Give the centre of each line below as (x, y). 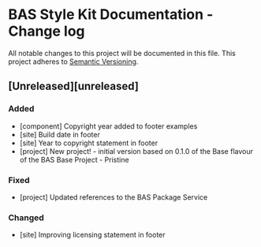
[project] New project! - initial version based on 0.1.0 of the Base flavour (136, 151)
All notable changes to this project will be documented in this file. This (122, 53)
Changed (26, 217)
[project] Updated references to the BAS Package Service (114, 197)
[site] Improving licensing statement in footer (92, 235)
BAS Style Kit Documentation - (111, 15)
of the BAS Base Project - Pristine (74, 159)
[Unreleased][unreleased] (74, 86)
